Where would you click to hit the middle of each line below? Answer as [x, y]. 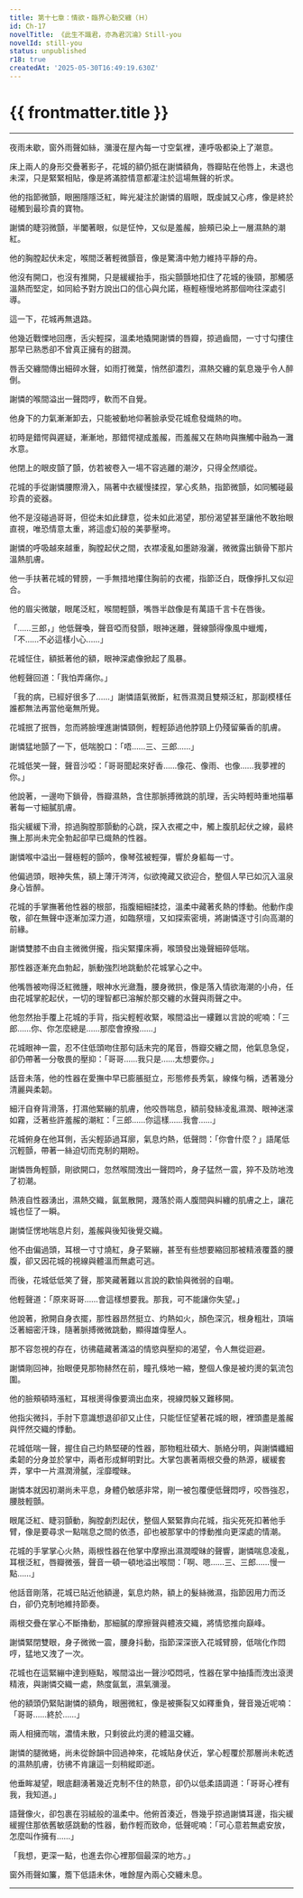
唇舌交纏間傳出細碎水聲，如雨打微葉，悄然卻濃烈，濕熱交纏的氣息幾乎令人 [147, 368]
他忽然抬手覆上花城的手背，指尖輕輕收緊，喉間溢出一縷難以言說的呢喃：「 [146, 1017]
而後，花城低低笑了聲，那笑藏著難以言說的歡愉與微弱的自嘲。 [124, 1280]
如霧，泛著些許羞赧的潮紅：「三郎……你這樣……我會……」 [115, 1119]
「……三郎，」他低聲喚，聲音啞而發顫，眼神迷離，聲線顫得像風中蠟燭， [141, 627]
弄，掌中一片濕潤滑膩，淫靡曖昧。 [73, 1470]
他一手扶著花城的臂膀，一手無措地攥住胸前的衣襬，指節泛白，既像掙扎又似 [147, 578]
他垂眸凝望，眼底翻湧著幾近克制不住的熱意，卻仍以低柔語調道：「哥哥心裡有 [150, 1782]
